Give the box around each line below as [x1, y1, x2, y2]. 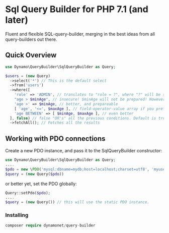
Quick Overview [5, 51, 57, 60]
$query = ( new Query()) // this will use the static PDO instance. [5, 200, 150, 205]
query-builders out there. [5, 36, 57, 42]
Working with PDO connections [5, 134, 106, 143]
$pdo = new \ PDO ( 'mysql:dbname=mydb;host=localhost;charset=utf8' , [5, 166, 150, 172]
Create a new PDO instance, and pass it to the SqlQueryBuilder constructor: [5, 148, 162, 154]
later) [5, 14, 29, 26]
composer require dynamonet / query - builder [5, 223, 96, 228]
